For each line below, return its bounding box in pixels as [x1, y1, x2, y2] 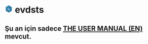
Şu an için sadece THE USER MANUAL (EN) [5, 24, 143, 33]
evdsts [14, 4, 44, 16]
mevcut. [5, 32, 31, 40]
